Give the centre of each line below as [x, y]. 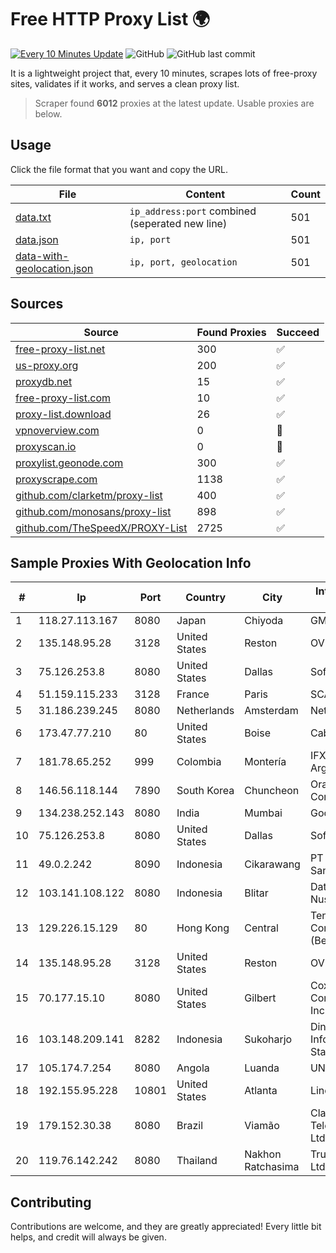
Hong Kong [203, 928]
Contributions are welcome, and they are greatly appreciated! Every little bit [166, 1227]
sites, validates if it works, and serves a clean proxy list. [125, 83]
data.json [37, 239]
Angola [193, 1068]
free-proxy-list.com [63, 398]
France [193, 694]
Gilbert [260, 998]
